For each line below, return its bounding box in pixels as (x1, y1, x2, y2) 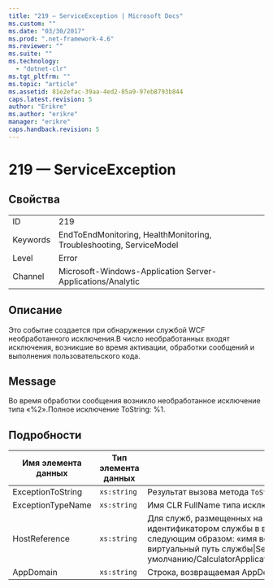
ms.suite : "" (8, 50, 53, 58)
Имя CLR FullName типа (147, 499, 241, 511)
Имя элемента (22, 457, 83, 468)
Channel (12, 270, 45, 281)
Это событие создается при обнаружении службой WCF (8, 324, 206, 334)
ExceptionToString (12, 486, 83, 498)
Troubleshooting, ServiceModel (58, 239, 179, 250)
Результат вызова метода (147, 486, 249, 498)
